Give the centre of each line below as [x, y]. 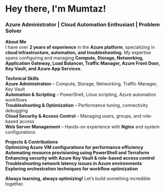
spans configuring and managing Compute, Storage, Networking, [74, 58]
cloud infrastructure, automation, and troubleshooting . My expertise [78, 53]
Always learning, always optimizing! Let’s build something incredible [78, 179]
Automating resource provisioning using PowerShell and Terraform [77, 153]
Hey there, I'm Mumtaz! [56, 9]
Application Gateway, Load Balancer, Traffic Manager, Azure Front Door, [83, 63]
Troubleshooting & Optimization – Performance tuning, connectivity [77, 105]
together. [15, 184]
